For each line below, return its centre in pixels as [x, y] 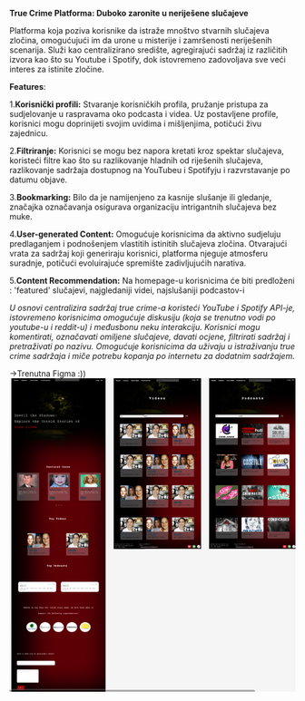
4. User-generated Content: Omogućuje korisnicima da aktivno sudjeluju [145, 234]
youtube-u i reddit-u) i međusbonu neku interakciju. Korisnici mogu [135, 327]
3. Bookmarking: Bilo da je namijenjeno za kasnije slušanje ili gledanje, [141, 197]
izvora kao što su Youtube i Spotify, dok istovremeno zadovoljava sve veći [148, 59]
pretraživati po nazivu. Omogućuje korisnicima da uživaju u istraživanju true [152, 346]
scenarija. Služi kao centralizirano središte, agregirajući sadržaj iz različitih [148, 50]
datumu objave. [39, 180]
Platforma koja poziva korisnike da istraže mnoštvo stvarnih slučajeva [139, 30]
